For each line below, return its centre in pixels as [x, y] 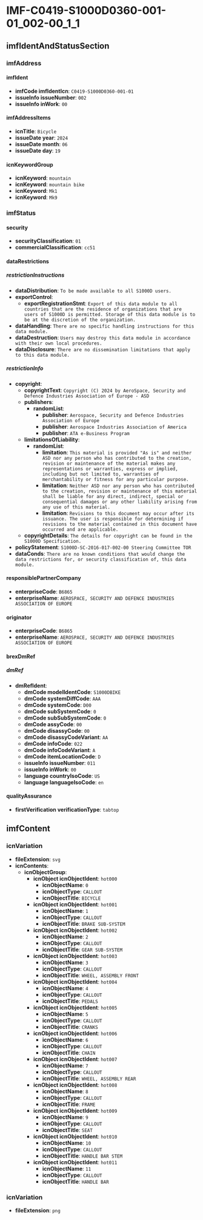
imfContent [28, 829]
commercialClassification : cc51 [55, 248]
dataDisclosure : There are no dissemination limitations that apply [103, 349]
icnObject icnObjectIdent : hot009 [75, 1110]
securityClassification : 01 [48, 241]
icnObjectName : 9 [65, 1117]
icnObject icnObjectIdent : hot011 [75, 1162]
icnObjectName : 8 [65, 1091]
